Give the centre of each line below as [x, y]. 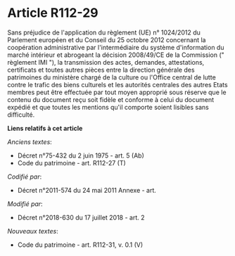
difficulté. [21, 115]
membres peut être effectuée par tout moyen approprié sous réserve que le [117, 92]
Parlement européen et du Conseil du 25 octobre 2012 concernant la [107, 39]
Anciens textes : [30, 141]
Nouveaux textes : [33, 231]
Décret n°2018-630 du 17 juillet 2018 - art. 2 [81, 217]
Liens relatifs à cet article [45, 128]
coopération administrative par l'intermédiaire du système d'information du [116, 47]
